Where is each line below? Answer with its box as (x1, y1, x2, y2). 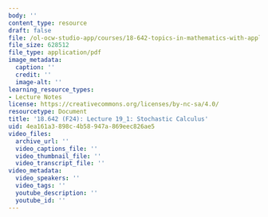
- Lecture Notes (8, 93, 62, 101)
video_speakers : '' (15, 174, 81, 183)
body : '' (8, 11, 37, 20)
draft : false (8, 26, 52, 34)
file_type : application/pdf (8, 48, 102, 56)
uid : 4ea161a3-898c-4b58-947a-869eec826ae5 (8, 122, 156, 130)
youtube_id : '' (15, 196, 66, 204)
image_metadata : (8, 56, 62, 64)
